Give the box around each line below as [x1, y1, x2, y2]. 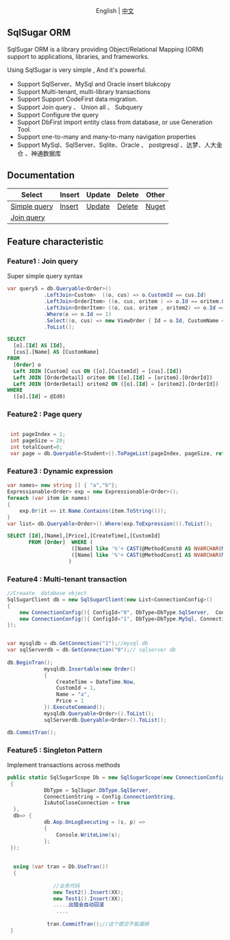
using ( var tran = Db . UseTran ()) [13, 863, 109, 870]
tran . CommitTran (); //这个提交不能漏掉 [47, 921, 149, 928]
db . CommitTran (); [7, 729, 57, 736]
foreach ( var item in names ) [7, 495, 90, 502]
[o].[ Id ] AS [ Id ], [13, 342, 66, 349]
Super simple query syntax [7, 272, 84, 280]
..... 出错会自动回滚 [53, 902, 105, 908]
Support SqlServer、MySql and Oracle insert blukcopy [16, 80, 171, 88]
